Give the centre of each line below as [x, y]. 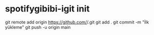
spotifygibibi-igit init [48, 9]
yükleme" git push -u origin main [38, 27]
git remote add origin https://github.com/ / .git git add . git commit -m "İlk [77, 22]
